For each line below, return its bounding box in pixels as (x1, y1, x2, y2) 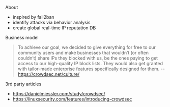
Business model (5, 35, 39, 40)
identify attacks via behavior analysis (12, 20, 91, 25)
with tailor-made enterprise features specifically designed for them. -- (17, 66, 165, 72)
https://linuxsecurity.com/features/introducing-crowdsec (12, 96, 132, 102)
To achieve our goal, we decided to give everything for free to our (17, 44, 156, 50)
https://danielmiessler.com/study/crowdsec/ (12, 91, 105, 96)
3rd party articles (5, 81, 42, 87)
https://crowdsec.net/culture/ (17, 71, 80, 77)
